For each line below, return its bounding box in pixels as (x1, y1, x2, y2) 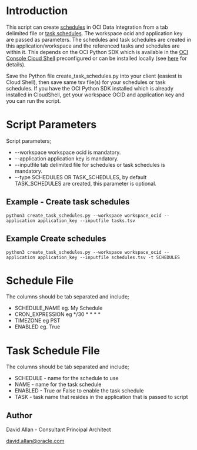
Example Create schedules (6, 234, 107, 244)
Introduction (6, 4, 68, 18)
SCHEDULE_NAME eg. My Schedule (14, 304, 103, 312)
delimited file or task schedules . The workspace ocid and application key (6, 29, 183, 36)
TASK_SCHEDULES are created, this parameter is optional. (14, 180, 157, 187)
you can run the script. (6, 97, 61, 104)
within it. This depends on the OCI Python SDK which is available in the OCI (6, 48, 189, 55)
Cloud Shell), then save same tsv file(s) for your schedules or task (6, 78, 166, 86)
